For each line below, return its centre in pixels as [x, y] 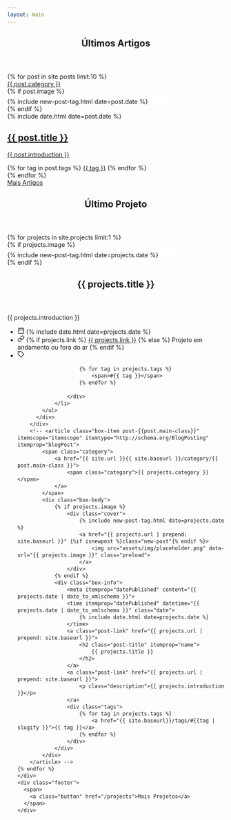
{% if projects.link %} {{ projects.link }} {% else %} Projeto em [114, 340]
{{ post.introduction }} [38, 154]
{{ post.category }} [34, 84]
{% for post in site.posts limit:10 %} [57, 77]
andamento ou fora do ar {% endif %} [71, 347]
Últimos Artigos [116, 44]
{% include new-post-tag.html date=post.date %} [78, 102]
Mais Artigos [25, 182]
